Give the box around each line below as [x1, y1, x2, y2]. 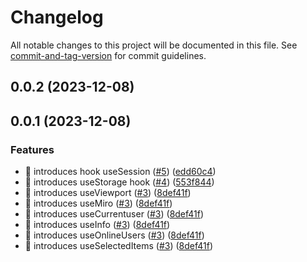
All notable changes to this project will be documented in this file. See [10, 39, 298, 51]
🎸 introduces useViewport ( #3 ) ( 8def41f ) [24, 187, 192, 199]
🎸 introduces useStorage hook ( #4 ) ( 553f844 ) [24, 176, 215, 188]
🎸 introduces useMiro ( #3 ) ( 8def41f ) [24, 197, 173, 210]
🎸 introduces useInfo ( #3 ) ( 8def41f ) [24, 219, 171, 231]
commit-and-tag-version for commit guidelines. [10, 49, 207, 61]
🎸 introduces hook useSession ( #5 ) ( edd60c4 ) [24, 166, 217, 178]
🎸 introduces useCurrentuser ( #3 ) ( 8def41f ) [24, 208, 205, 220]
